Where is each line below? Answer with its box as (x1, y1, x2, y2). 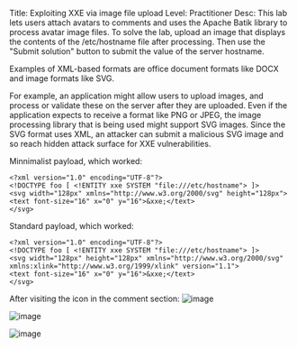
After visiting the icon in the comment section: (9, 293, 180, 304)
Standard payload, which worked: (9, 221, 134, 231)
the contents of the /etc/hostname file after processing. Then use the (9, 36, 265, 47)
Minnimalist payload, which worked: (9, 156, 142, 166)
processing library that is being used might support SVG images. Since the (9, 119, 286, 130)
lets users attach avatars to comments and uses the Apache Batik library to (9, 17, 288, 28)
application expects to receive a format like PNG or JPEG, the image (9, 110, 262, 120)
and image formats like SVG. (9, 73, 115, 84)
